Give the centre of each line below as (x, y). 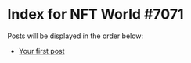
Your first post (41, 51)
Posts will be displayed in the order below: (76, 36)
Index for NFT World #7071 (96, 14)
